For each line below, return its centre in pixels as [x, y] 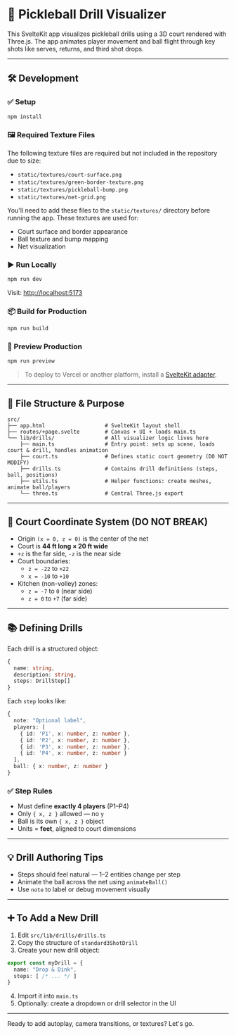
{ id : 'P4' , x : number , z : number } [74, 753]
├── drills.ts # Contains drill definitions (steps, [119, 469]
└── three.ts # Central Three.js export [102, 494]
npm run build [28, 329]
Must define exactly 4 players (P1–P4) [73, 806]
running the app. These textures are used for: [73, 218]
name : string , [34, 668]
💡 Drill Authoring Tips [55, 857]
